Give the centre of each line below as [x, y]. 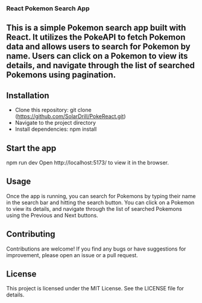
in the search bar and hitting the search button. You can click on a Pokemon [100, 202]
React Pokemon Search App [48, 8]
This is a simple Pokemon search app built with [96, 28]
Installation [28, 95]
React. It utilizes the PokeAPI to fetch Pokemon [96, 37]
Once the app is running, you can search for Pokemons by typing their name [101, 196]
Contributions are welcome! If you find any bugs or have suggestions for [96, 249]
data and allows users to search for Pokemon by [99, 47]
